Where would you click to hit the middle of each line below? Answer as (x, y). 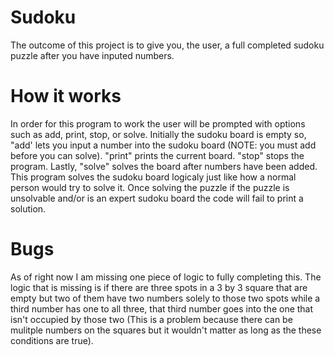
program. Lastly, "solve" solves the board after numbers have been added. (164, 166)
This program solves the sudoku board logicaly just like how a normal (153, 177)
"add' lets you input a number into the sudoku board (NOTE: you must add (163, 145)
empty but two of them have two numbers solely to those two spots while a (165, 298)
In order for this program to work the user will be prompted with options (158, 123)
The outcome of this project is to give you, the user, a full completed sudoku (167, 45)
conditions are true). (52, 340)
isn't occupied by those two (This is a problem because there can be (151, 319)
